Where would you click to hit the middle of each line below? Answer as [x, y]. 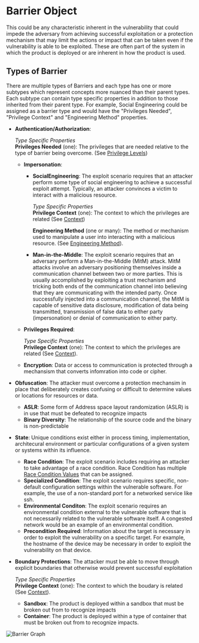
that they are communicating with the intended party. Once [105, 292]
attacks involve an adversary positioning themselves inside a [107, 267]
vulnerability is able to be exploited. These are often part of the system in [96, 46]
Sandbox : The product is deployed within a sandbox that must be [104, 603]
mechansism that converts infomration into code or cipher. [95, 371]
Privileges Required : [49, 329]
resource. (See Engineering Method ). [78, 243]
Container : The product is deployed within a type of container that [105, 616]
